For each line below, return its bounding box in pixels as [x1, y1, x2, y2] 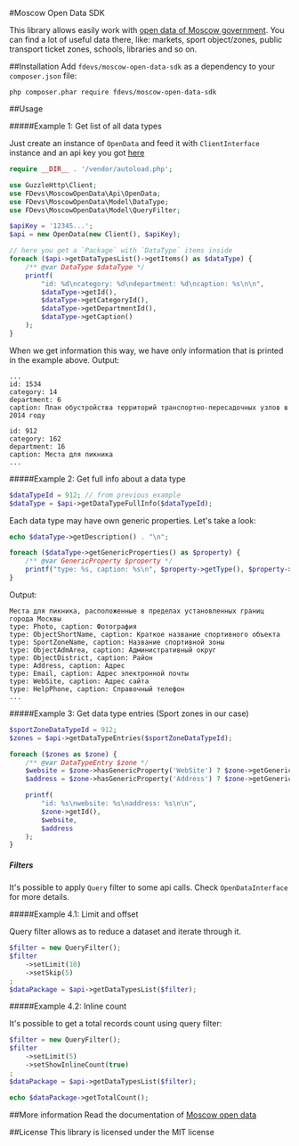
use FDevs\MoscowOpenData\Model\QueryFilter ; [9, 205, 181, 215]
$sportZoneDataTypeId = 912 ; [9, 725, 117, 734]
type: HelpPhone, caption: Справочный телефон [9, 684, 185, 694]
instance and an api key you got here [9, 147, 145, 158]
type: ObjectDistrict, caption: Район [9, 653, 153, 663]
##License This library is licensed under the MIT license [9, 1126, 215, 1137]
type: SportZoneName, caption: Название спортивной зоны [9, 638, 225, 647]
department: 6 [9, 395, 62, 404]
